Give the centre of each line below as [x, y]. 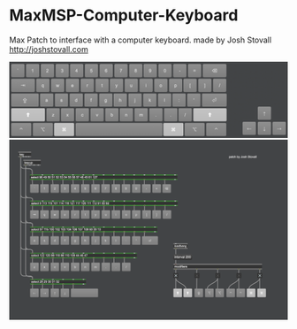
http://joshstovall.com [49, 49]
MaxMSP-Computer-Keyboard [124, 15]
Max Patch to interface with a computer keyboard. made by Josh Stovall [141, 40]
